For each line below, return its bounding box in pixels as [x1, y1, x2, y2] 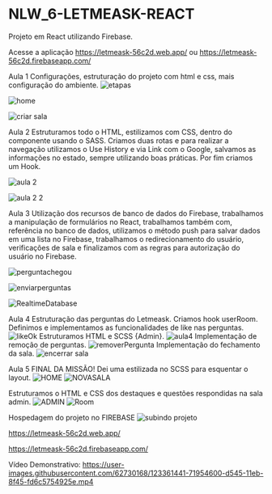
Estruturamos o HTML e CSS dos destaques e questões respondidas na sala [8, 388, 263, 398]
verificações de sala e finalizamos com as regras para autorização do [8, 243, 240, 252]
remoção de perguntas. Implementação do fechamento [8, 340, 261, 349]
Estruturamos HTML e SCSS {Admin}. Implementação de [39, 331, 257, 340]
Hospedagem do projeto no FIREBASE [8, 412, 135, 422]
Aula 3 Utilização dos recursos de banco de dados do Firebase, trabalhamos [8, 208, 264, 218]
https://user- [82, 459, 125, 469]
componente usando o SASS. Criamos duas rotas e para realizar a [8, 135, 229, 146]
